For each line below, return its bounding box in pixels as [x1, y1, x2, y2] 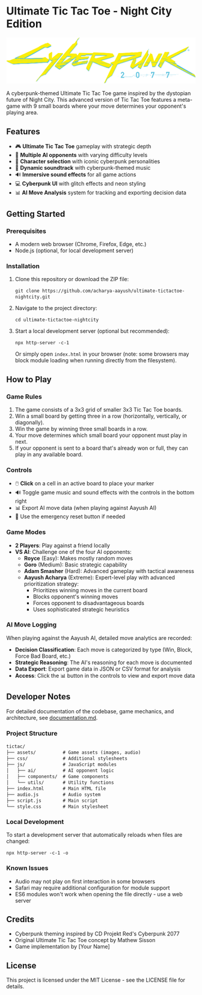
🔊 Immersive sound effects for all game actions [14, 171, 136, 178]
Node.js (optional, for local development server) [14, 247, 134, 254]
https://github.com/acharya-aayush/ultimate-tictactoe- [41, 288, 185, 294]
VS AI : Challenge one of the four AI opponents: [14, 548, 132, 555]
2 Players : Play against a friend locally [14, 542, 110, 549]
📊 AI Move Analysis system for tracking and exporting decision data [14, 189, 186, 196]
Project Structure [6, 729, 58, 737]
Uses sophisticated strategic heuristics [32, 606, 130, 613]
